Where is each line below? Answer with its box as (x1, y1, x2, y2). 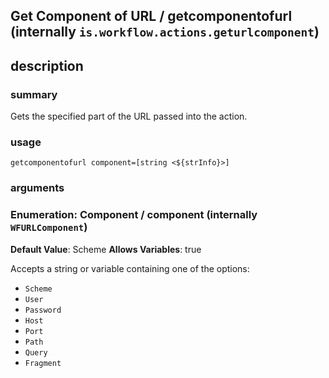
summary (10, 87, 58, 101)
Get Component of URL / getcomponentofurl (10, 8, 293, 25)
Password (24, 305, 62, 315)
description (10, 57, 84, 74)
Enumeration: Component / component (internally (10, 208, 258, 222)
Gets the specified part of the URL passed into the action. (10, 110, 248, 123)
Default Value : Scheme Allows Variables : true (10, 243, 202, 255)
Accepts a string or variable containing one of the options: (10, 262, 250, 274)
